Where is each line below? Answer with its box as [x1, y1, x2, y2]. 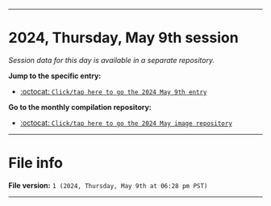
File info [8, 154, 63, 172]
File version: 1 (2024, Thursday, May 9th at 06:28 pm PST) [8, 180, 208, 190]
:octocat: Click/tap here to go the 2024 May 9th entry [19, 86, 207, 96]
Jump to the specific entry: [8, 70, 102, 81]
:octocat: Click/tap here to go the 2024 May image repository [19, 118, 232, 128]
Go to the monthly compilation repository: [8, 102, 152, 111]
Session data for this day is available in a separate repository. [8, 55, 215, 65]
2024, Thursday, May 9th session [8, 29, 240, 47]
